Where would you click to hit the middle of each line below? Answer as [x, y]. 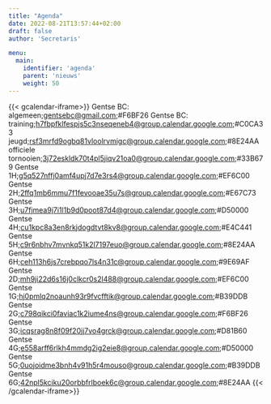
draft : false [30, 31]
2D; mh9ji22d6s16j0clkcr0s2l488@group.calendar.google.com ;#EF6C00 [129, 279]
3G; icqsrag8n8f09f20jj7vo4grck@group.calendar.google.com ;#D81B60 [128, 330]
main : [25, 61]
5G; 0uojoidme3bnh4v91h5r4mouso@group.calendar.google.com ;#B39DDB [134, 365]
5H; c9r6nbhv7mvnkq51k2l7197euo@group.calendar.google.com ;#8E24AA [132, 244]
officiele [22, 149]
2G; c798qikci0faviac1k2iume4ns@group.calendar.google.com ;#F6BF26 [128, 313]
